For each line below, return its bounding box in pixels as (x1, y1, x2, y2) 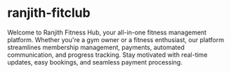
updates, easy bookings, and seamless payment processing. (7, 58, 183, 66)
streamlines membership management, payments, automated (7, 43, 185, 51)
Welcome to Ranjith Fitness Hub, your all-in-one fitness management (7, 28, 207, 36)
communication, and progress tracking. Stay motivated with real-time (7, 51, 208, 59)
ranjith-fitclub (7, 5, 91, 21)
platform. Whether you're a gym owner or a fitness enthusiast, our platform (7, 35, 225, 44)
